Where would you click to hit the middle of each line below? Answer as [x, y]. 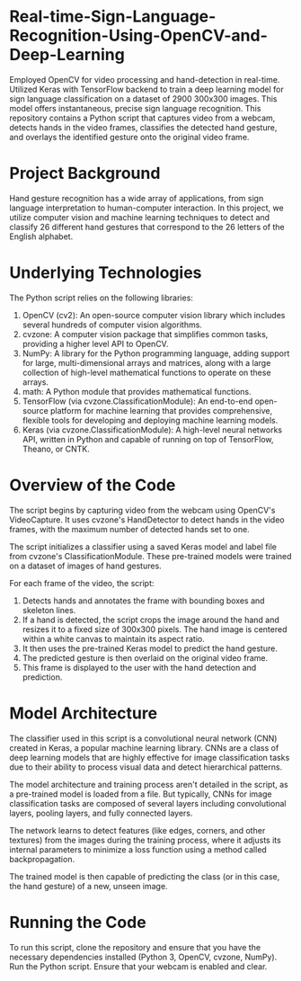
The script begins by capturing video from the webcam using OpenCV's [142, 510]
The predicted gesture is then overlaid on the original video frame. [145, 657]
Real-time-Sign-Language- [113, 17]
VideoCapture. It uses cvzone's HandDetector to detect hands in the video [147, 520]
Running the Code [78, 922]
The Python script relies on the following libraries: [101, 298]
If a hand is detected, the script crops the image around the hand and [151, 620]
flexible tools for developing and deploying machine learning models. [150, 420]
